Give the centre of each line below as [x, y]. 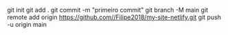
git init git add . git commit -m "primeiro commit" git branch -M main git [107, 10]
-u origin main [27, 24]
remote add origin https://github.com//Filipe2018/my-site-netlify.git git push [114, 17]
